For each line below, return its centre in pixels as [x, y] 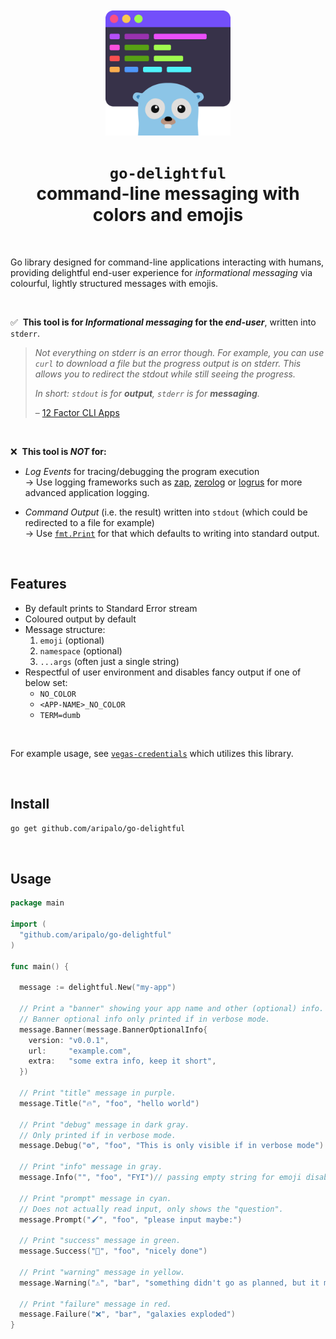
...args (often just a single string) [109, 661]
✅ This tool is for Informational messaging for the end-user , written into [163, 322]
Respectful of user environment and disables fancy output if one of [163, 672]
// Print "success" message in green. [100, 1241]
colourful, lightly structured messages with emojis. [114, 283]
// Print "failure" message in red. [95, 1304]
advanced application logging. [87, 492]
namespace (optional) [81, 650]
